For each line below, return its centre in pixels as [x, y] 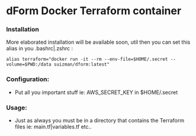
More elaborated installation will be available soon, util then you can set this [98, 42]
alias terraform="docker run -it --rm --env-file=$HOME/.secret [87, 59]
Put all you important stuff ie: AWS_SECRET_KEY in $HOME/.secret [96, 92]
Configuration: [28, 79]
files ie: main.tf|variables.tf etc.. [53, 127]
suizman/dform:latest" [82, 64]
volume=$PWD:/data [29, 64]
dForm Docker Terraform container [94, 11]
